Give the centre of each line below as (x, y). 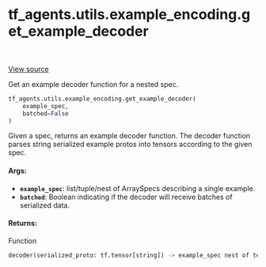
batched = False (46, 113)
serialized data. (44, 205)
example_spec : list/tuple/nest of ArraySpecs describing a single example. (137, 188)
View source (28, 69)
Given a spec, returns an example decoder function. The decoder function (129, 136)
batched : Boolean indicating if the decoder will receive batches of (126, 197)
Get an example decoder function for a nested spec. (93, 84)
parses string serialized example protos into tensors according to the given (130, 145)
